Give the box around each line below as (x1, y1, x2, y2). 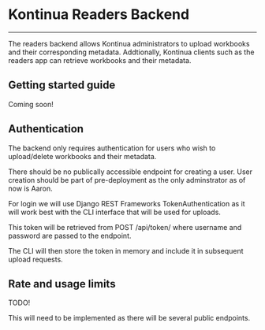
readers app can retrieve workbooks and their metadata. (8, 55, 192, 65)
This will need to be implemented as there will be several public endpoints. (8, 313, 251, 323)
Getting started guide (8, 79, 116, 92)
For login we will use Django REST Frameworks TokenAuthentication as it (8, 198, 246, 208)
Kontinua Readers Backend (8, 6, 190, 24)
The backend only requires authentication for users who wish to (8, 143, 216, 153)
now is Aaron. (8, 184, 53, 193)
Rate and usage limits (8, 277, 116, 291)
